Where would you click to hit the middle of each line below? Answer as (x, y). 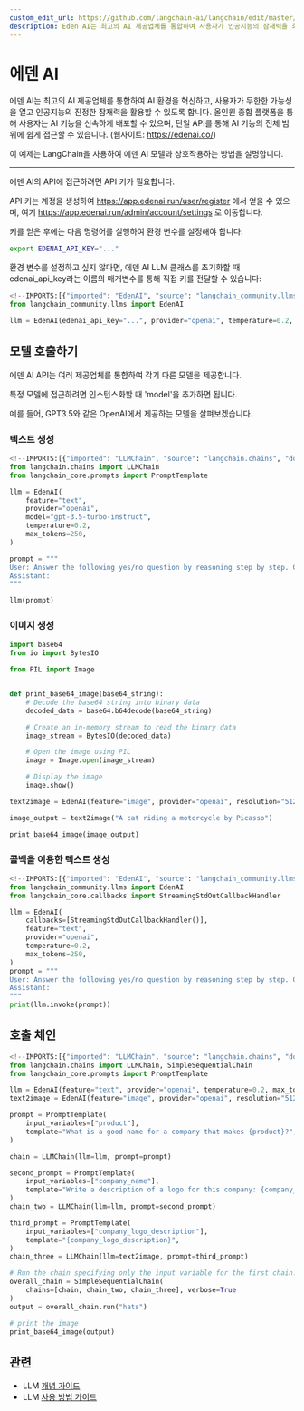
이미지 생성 (32, 625)
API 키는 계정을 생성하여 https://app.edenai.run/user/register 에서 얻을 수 (142, 201)
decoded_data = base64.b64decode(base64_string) (119, 710)
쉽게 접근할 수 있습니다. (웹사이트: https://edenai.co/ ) (121, 135)
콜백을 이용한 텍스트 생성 (60, 859)
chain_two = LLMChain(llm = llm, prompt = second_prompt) (113, 1207)
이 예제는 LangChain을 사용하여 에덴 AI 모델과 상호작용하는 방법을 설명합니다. (147, 154)
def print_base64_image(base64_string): (87, 694)
